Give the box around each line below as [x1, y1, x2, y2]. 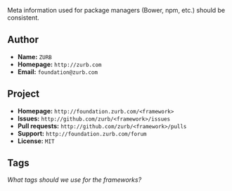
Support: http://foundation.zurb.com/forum [17, 129, 147, 137]
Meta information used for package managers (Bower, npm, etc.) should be [7, 6, 226, 14]
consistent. [7, 13, 40, 22]
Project [7, 88, 40, 100]
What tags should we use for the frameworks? [7, 175, 142, 184]
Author [7, 34, 39, 46]
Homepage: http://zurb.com [17, 60, 102, 68]
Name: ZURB [17, 52, 52, 61]
